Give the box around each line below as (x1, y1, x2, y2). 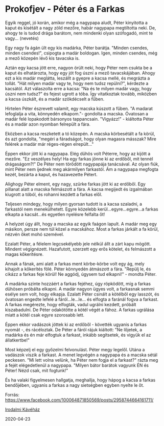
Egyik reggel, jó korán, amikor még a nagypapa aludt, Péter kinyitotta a (5, 20, 148, 26)
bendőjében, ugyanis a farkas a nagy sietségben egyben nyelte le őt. (5, 382, 144, 388)
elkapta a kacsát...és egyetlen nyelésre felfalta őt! (5, 211, 105, 217)
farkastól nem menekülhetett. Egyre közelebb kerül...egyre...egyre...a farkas (5, 206, 158, 212)
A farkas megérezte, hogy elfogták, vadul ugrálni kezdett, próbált (5, 301, 137, 307)
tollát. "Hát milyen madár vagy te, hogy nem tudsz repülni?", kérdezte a (5, 80, 148, 86)
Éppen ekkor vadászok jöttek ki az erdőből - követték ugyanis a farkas (5, 321, 147, 327)
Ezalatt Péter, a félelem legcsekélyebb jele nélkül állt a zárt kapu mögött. (5, 240, 151, 246)
